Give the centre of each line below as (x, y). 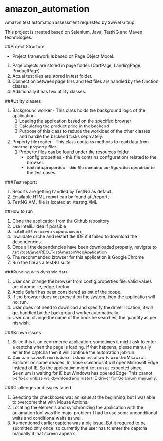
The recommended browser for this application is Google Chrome (78, 257)
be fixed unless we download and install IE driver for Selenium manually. (84, 378)
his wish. (21, 323)
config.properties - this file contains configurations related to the (91, 157)
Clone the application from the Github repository (61, 221)
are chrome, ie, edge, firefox (41, 286)
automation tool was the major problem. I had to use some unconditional (84, 412)
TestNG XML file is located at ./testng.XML (55, 202)
